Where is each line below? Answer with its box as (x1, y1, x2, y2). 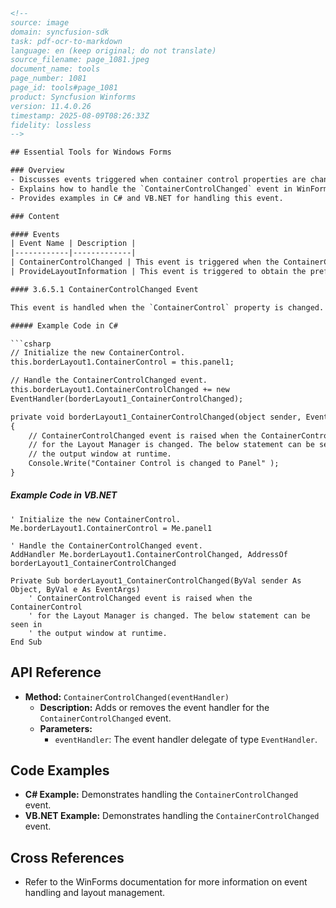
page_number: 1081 (10, 74, 87, 84)
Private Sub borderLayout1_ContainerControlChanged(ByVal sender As (10, 575, 302, 586)
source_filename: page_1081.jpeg (10, 55, 150, 65)
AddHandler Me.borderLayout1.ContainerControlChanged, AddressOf (10, 549, 288, 559)
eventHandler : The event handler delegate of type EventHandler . (54, 733, 318, 745)
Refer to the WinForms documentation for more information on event (24, 876, 308, 888)
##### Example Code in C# (10, 320, 118, 331)
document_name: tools (10, 64, 101, 74)
